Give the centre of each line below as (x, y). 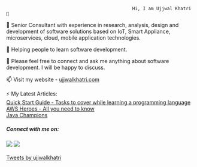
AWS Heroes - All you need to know (50, 109)
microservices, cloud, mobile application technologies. (73, 38)
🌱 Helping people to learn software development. (67, 49)
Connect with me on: (33, 129)
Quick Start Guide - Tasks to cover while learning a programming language (99, 102)
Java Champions (27, 115)
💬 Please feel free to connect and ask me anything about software (88, 61)
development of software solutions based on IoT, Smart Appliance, (88, 31)
